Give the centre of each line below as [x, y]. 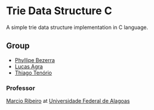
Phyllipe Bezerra [35, 60]
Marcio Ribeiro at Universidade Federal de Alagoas [68, 101]
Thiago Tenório [33, 73]
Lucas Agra [29, 66]
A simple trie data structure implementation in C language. [77, 27]
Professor [21, 88]
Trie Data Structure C [59, 11]
